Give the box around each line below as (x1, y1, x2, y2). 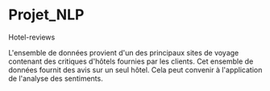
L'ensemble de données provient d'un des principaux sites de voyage (8, 48, 239, 57)
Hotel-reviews (8, 32, 56, 42)
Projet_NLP (8, 6, 85, 24)
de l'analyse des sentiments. (8, 73, 103, 83)
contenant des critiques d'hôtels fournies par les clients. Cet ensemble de (8, 56, 254, 66)
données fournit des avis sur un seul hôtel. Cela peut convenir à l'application (8, 64, 263, 74)
